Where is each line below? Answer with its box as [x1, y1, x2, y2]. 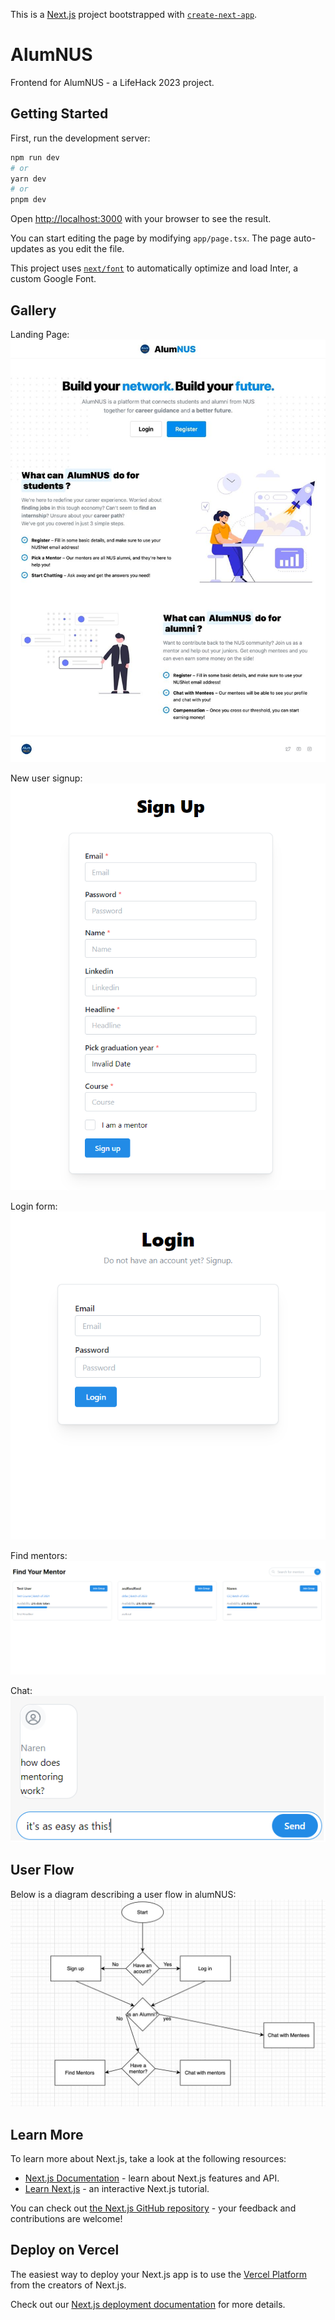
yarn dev [10, 174, 47, 184]
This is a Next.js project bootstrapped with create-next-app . [10, 9, 258, 20]
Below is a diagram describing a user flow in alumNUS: [10, 1888, 237, 1900]
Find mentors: [10, 1549, 68, 1561]
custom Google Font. [10, 273, 97, 285]
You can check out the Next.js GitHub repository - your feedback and [10, 2202, 297, 2214]
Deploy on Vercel [10, 2242, 120, 2259]
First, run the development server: [10, 132, 151, 144]
